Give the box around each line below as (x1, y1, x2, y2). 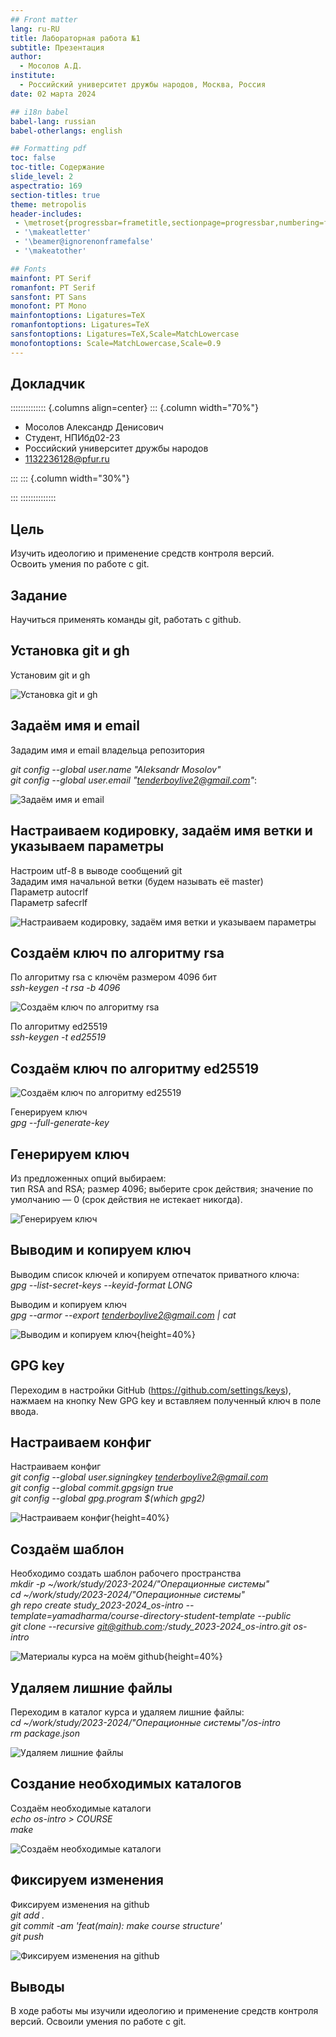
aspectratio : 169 (10, 181, 83, 191)
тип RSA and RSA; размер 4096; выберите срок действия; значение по (10, 1182, 314, 1195)
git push (10, 1930, 45, 1942)
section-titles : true (10, 190, 101, 200)
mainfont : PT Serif (10, 273, 92, 283)
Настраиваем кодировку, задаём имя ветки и (10, 822, 313, 840)
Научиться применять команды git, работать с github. (10, 614, 242, 626)
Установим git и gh (10, 669, 91, 681)
